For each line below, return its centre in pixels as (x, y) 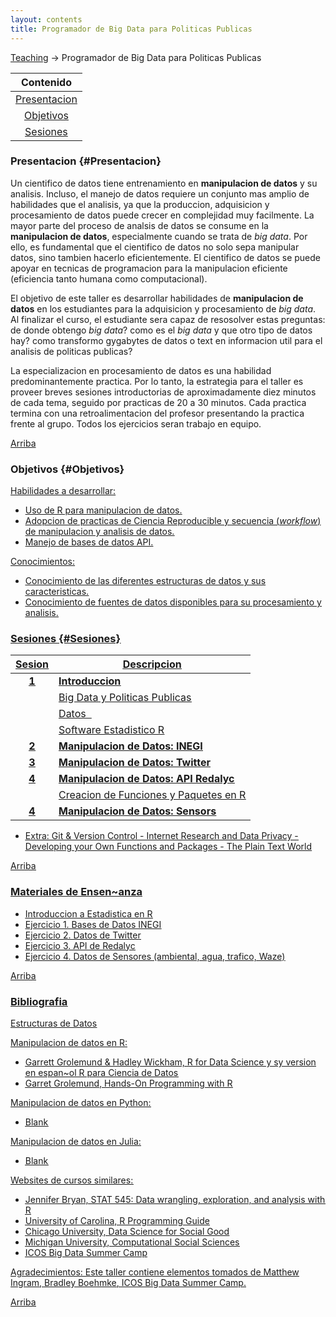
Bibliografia (39, 1001)
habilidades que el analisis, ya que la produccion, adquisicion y (140, 204)
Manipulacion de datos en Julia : (76, 1141)
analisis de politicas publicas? (71, 351)
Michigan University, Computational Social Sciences (132, 1242)
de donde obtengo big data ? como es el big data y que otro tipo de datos (161, 330)
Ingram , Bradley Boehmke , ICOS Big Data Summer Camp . (128, 1282)
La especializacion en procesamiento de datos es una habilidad (141, 370)
